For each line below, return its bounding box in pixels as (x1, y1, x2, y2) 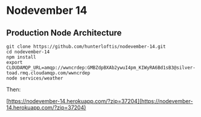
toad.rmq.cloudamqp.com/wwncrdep (6, 70, 91, 76)
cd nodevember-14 (6, 49, 50, 55)
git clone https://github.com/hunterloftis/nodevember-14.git (6, 43, 166, 49)
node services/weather (6, 75, 63, 81)
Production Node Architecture (6, 28, 122, 38)
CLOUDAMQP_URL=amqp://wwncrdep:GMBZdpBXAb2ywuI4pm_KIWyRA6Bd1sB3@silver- (6, 65, 196, 71)
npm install (6, 54, 36, 60)
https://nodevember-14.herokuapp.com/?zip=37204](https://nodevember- (8, 98, 193, 104)
